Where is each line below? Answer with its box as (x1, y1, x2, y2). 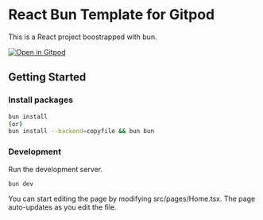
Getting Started (8, 70, 87, 84)
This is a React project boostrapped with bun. (8, 32, 157, 41)
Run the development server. (8, 164, 103, 174)
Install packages (8, 94, 74, 105)
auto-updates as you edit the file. (8, 202, 117, 212)
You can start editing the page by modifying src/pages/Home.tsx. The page (8, 194, 256, 203)
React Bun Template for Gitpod (8, 6, 215, 24)
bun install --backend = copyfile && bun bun (8, 128, 155, 136)
